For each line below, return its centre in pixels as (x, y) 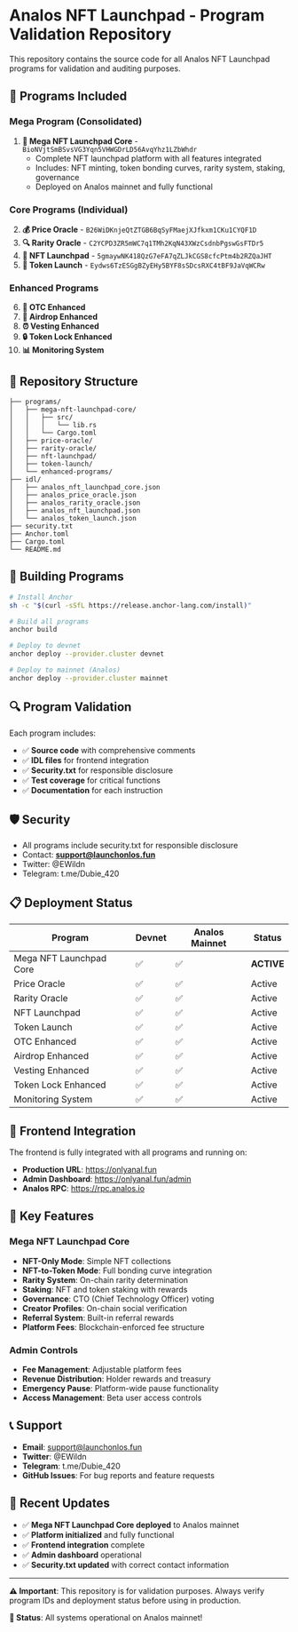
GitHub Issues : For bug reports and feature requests (118, 1475)
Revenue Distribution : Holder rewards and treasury (116, 1379)
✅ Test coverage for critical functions (91, 780)
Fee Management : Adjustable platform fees (102, 1370)
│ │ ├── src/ (41, 418)
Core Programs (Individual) (69, 210)
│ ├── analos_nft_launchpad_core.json (85, 488)
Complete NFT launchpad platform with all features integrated (148, 158)
